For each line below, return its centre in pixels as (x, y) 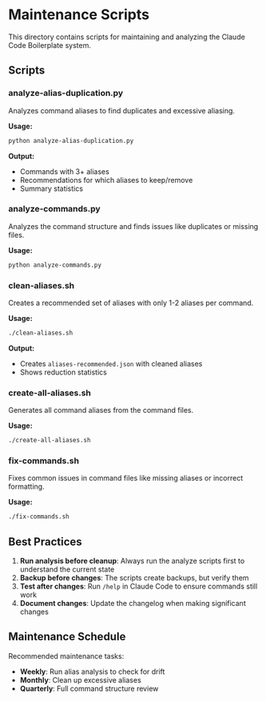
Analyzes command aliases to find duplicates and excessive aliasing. (122, 110)
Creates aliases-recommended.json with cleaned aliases (111, 363)
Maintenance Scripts (79, 15)
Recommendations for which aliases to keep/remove (106, 180)
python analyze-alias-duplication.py (71, 141)
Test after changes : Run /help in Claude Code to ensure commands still (139, 586)
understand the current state (67, 569)
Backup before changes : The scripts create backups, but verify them (134, 578)
